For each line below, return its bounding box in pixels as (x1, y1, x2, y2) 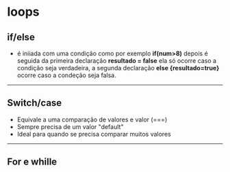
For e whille (7, 156, 57, 168)
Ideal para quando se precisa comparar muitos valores (16, 130, 171, 138)
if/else (7, 31, 36, 43)
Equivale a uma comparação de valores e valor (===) (16, 115, 168, 124)
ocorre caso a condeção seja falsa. (16, 71, 116, 79)
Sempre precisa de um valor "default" (16, 122, 124, 130)
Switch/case (7, 97, 62, 109)
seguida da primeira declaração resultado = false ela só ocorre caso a (16, 57, 217, 65)
